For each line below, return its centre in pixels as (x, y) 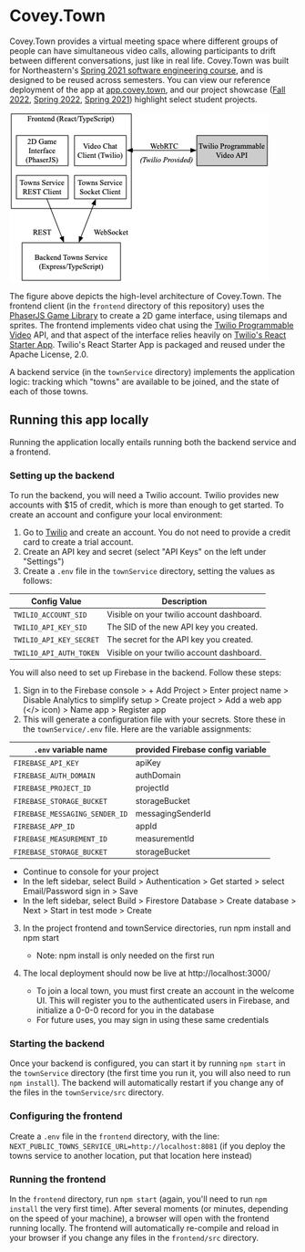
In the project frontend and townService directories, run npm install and (157, 928)
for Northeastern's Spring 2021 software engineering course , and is (137, 70)
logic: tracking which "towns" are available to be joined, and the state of (144, 381)
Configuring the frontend (66, 1116)
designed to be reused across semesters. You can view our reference (140, 79)
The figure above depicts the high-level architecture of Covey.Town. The (146, 296)
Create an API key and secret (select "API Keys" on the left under (144, 552)
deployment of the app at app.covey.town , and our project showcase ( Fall (147, 89)
